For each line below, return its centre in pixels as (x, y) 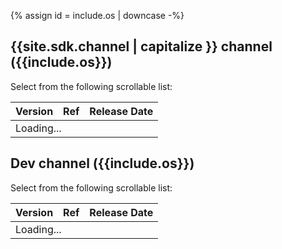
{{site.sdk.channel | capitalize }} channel (141, 46)
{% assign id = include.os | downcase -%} (97, 15)
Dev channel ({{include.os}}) (102, 163)
